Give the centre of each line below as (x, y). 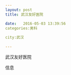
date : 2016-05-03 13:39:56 (35, 23)
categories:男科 (21, 28)
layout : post (19, 10)
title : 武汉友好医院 (24, 14)
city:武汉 (14, 37)
